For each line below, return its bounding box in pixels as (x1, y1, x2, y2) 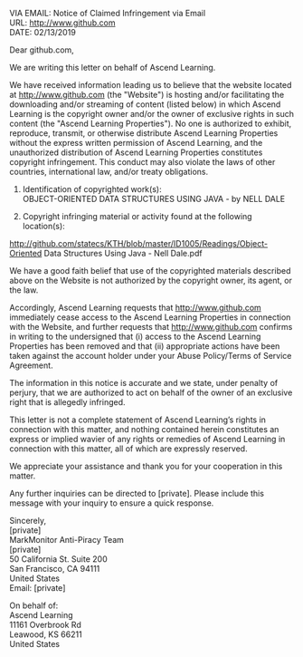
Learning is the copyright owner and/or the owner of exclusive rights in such (9, 109, 295, 119)
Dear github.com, (9, 44, 74, 55)
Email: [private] (9, 583, 66, 593)
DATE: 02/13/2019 (9, 27, 77, 37)
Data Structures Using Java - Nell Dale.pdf (43, 248, 203, 258)
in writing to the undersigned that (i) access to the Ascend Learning (9, 331, 261, 342)
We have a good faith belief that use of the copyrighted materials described (9, 266, 291, 275)
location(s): (22, 221, 65, 231)
